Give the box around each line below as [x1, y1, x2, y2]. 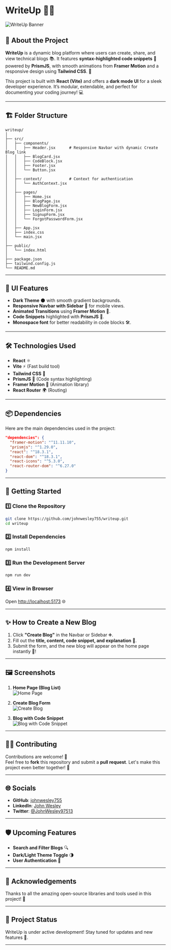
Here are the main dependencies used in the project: [5, 425, 116, 431]
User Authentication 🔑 [12, 857, 61, 863]
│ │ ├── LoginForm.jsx [5, 207, 63, 213]
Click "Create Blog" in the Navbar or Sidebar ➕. [12, 631, 113, 638]
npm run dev [5, 572, 31, 577]
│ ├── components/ [5, 141, 49, 146]
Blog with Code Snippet [12, 715, 64, 721]
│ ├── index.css [5, 230, 44, 235]
